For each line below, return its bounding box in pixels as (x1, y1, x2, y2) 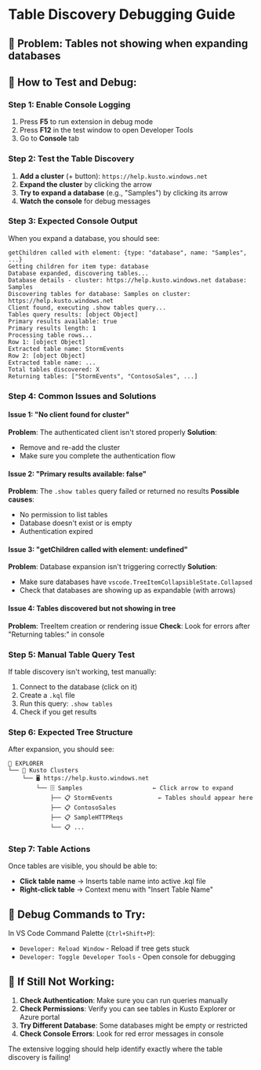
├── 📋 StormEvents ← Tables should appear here (49, 794, 253, 802)
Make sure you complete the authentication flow (19, 451, 176, 460)
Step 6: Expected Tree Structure (8, 726, 133, 737)
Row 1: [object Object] (8, 338, 86, 346)
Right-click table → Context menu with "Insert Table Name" (19, 885, 214, 894)
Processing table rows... (8, 331, 92, 339)
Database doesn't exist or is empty (19, 518, 132, 528)
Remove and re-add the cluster (19, 442, 120, 452)
